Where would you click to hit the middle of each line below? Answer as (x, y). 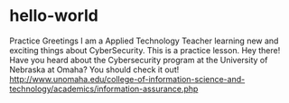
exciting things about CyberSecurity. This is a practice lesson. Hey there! (145, 50)
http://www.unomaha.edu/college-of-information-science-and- (127, 79)
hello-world (54, 16)
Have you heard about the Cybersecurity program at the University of (139, 60)
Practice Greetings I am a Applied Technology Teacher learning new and (144, 41)
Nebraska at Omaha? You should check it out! (94, 70)
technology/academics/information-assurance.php (104, 89)
